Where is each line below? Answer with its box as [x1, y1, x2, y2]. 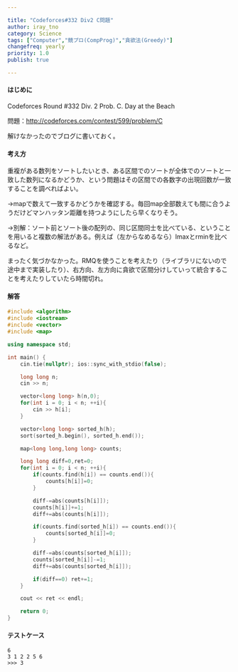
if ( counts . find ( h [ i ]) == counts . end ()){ [33, 471, 154, 478]
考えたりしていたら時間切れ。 [19, 274, 107, 283]
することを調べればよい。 [7, 185, 82, 193]
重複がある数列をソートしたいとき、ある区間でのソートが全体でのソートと [7, 167, 225, 175]
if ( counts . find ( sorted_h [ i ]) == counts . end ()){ [33, 523, 176, 531]
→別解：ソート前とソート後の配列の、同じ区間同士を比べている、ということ [7, 224, 231, 232]
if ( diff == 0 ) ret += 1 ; [33, 575, 94, 583]
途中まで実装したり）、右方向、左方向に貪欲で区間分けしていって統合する [7, 265, 222, 274]
